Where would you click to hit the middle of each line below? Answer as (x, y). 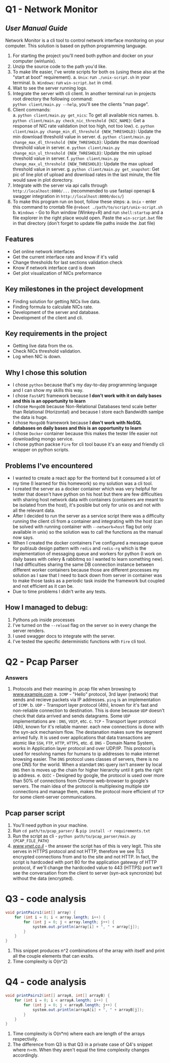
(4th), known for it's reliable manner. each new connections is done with (88, 727)
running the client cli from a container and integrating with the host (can (88, 521)
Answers (16, 678)
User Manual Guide (37, 28)
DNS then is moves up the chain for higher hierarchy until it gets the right (88, 770)
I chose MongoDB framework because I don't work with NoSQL (77, 423)
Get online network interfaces (44, 251)
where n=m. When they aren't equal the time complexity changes (81, 1050)
